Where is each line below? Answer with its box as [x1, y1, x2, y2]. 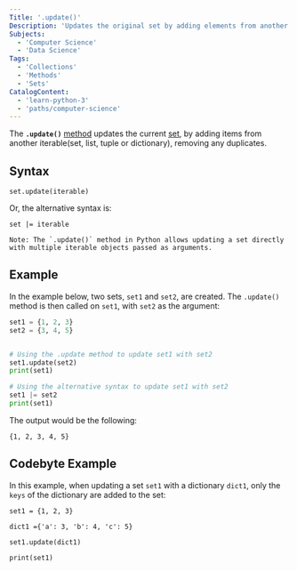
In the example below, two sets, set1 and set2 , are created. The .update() [9, 291, 280, 302]
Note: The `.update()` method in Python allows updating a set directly [9, 236, 285, 245]
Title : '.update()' [9, 12, 82, 22]
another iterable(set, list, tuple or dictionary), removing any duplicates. [9, 138, 267, 149]
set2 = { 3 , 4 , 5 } [9, 326, 74, 334]
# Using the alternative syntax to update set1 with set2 [9, 382, 229, 391]
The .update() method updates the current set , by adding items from [9, 128, 262, 139]
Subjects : [9, 29, 46, 38]
